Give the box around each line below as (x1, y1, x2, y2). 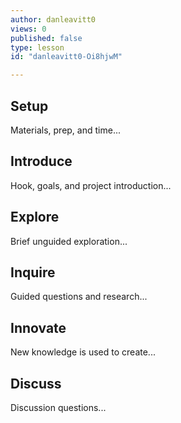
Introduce (10, 153, 73, 170)
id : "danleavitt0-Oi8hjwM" (10, 52, 123, 62)
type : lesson (10, 42, 65, 53)
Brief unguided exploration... (10, 235, 128, 247)
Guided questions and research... (10, 291, 148, 303)
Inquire (10, 264, 56, 281)
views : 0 (10, 24, 47, 34)
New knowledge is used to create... (10, 346, 156, 358)
